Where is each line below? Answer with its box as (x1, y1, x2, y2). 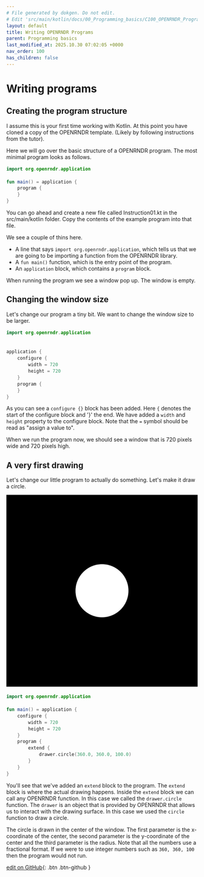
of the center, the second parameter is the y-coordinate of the (34, 832, 190, 840)
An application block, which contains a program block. (15, 265, 152, 272)
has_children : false (6, 55, 59, 61)
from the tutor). (6, 135, 44, 143)
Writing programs (6, 82, 97, 96)
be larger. (6, 317, 30, 324)
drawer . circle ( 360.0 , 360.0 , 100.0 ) (38, 752, 132, 758)
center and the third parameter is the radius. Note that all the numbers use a (6, 839, 197, 846)
